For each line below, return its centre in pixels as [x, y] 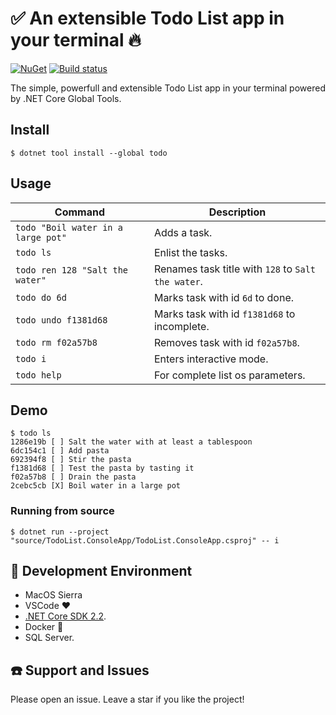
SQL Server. [49, 638]
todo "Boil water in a [69, 227]
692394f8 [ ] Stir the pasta [71, 460]
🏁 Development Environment [101, 571]
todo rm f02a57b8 [56, 342]
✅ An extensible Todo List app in [147, 18]
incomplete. [181, 326]
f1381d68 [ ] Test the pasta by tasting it [102, 468]
